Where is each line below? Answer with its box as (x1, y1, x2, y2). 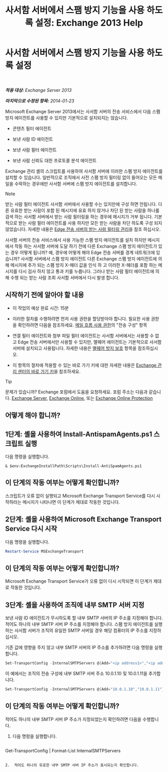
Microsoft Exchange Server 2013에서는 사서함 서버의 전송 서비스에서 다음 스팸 (5, 108, 160, 115)
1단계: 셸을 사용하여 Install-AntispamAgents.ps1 (5, 430, 152, 438)
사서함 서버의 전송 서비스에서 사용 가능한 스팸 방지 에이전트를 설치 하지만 (5, 237, 146, 243)
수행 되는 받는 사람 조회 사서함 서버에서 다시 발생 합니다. (10, 274, 120, 280)
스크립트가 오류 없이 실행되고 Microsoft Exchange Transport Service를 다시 (5, 493, 155, 499)
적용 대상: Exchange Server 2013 (5, 87, 72, 93)
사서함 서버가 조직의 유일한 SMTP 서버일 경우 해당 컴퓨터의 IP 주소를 (14, 627, 148, 633)
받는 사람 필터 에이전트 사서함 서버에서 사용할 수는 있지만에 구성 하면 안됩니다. (5, 201, 157, 207)
